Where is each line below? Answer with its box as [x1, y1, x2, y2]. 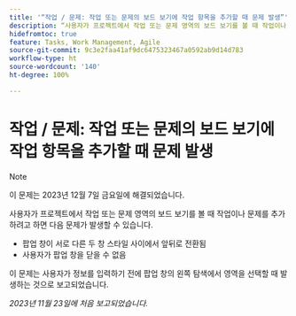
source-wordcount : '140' [9, 63, 101, 72]
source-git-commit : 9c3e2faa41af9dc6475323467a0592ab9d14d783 [9, 46, 244, 55]
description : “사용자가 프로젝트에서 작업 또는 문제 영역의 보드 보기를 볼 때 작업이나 [9, 21, 287, 30]
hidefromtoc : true [9, 29, 77, 38]
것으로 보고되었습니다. [32, 279, 109, 289]
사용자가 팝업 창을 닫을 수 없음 [21, 249, 127, 259]
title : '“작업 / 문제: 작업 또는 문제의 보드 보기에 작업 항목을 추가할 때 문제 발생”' [9, 12, 289, 22]
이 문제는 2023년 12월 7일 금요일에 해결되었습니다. [9, 189, 185, 200]
